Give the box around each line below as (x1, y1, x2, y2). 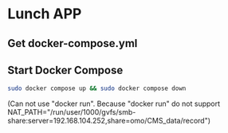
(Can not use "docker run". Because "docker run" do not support (7, 99, 221, 108)
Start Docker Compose (7, 63, 124, 76)
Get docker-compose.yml (7, 37, 138, 50)
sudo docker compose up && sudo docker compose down (7, 84, 187, 92)
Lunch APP (7, 5, 82, 23)
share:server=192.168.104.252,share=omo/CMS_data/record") (7, 116, 211, 126)
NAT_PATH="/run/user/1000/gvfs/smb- (7, 108, 136, 117)
